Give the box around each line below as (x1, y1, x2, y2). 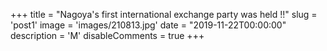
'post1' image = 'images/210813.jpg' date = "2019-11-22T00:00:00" (10, 19, 287, 31)
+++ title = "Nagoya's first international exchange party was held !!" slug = (10, 9, 318, 20)
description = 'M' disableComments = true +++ (10, 30, 205, 41)
